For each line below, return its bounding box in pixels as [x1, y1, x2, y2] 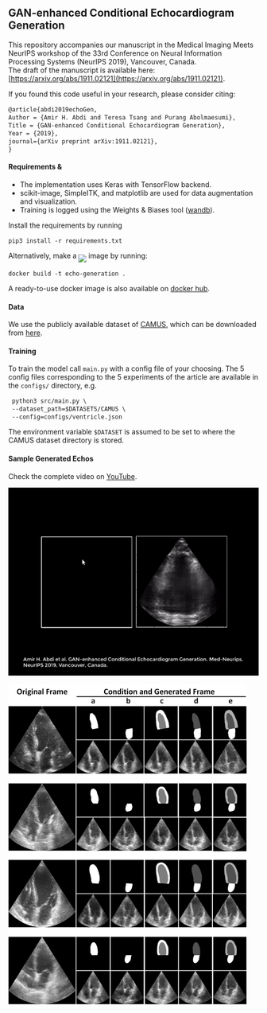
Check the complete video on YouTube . [8, 471, 137, 481]
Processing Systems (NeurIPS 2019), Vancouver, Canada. [8, 56, 197, 66]
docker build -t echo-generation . [8, 270, 126, 278]
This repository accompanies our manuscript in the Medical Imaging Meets [8, 40, 254, 49]
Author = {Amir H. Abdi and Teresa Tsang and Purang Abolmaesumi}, [8, 113, 237, 122]
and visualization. [19, 197, 78, 206]
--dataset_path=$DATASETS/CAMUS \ [11, 405, 126, 413]
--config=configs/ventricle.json [11, 413, 123, 421]
